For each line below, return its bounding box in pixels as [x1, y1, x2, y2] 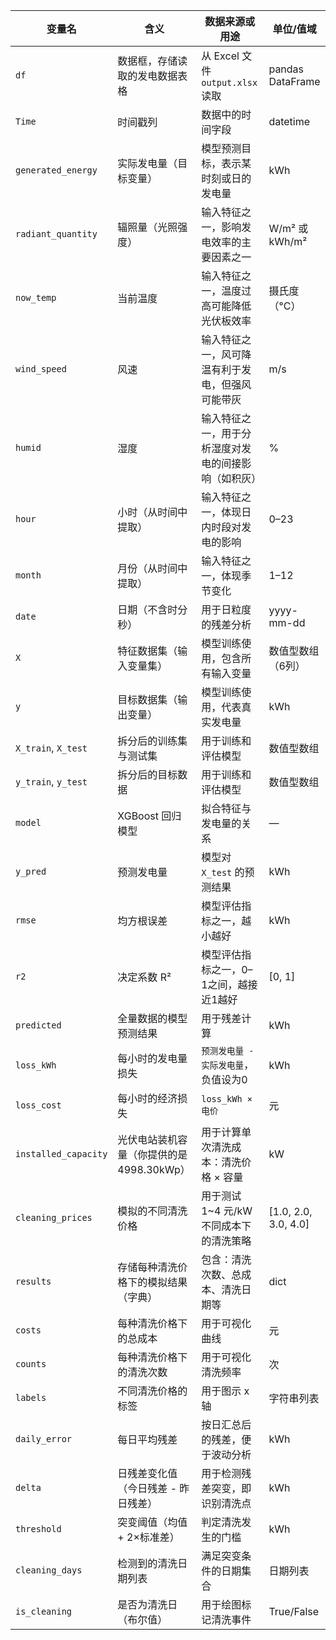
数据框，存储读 [117, 54, 188, 68]
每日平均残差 [117, 1433, 178, 1446]
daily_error [15, 1434, 73, 1444]
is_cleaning [15, 1606, 73, 1617]
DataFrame [268, 75, 321, 88]
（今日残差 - [117, 1482, 178, 1495]
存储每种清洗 [117, 1260, 178, 1274]
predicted [15, 1020, 62, 1031]
